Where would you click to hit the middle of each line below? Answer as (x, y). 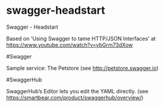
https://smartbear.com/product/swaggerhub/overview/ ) (75, 97)
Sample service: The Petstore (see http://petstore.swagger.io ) (82, 68)
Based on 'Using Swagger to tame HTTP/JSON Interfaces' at (81, 38)
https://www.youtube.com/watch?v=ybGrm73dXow (70, 45)
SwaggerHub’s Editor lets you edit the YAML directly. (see (77, 91)
